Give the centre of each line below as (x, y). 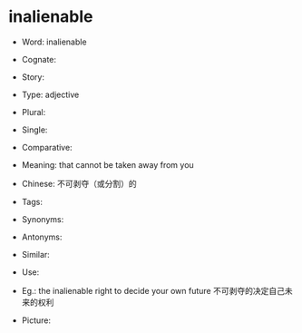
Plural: (34, 112)
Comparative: (47, 147)
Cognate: (39, 59)
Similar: (36, 254)
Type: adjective (50, 94)
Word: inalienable (54, 42)
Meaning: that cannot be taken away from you (107, 164)
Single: (34, 130)
